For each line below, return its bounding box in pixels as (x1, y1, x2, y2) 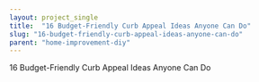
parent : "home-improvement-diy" (9, 37, 130, 47)
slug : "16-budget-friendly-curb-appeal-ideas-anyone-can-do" (9, 29, 244, 38)
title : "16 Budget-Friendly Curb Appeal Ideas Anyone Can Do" (9, 21, 252, 30)
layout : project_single (9, 12, 99, 22)
